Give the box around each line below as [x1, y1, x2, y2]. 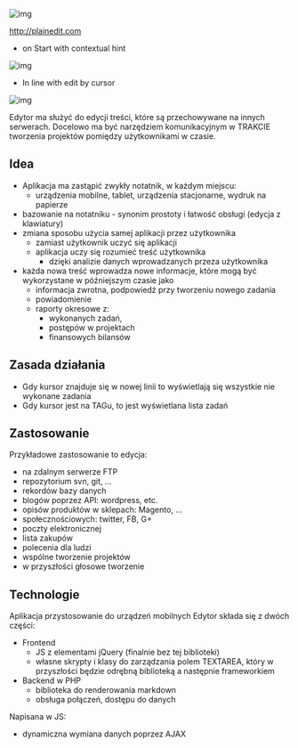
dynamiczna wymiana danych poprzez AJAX [21, 728, 187, 739]
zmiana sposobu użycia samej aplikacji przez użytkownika [21, 227, 237, 238]
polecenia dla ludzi [21, 542, 92, 553]
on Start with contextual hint [21, 43, 126, 53]
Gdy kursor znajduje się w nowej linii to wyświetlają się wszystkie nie [21, 381, 276, 392]
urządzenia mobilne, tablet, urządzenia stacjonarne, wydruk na [35, 190, 267, 200]
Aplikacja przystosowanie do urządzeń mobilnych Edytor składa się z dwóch [9, 611, 290, 622]
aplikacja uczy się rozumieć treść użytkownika [35, 246, 206, 257]
